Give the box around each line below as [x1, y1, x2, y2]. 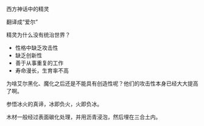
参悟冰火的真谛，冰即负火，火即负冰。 [6, 100, 102, 108]
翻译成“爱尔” [6, 18, 38, 26]
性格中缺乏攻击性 [15, 44, 58, 51]
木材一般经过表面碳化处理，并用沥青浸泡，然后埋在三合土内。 [6, 113, 161, 121]
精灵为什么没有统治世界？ [6, 31, 71, 38]
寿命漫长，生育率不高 [15, 67, 69, 74]
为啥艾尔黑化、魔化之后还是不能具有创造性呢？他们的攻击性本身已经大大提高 [6, 80, 199, 87]
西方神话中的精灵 [6, 5, 49, 12]
